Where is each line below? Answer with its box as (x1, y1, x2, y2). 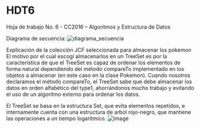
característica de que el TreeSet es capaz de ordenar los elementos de (6, 59, 181, 66)
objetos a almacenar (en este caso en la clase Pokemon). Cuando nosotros (6, 71, 190, 79)
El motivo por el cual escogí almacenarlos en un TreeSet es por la (6, 52, 167, 60)
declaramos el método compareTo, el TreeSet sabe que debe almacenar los (6, 78, 192, 85)
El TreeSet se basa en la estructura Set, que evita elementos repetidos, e (6, 102, 185, 109)
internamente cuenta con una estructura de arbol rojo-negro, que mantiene (6, 108, 192, 115)
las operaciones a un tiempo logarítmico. (6, 114, 106, 122)
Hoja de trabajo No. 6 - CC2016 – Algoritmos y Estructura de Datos (6, 23, 171, 30)
